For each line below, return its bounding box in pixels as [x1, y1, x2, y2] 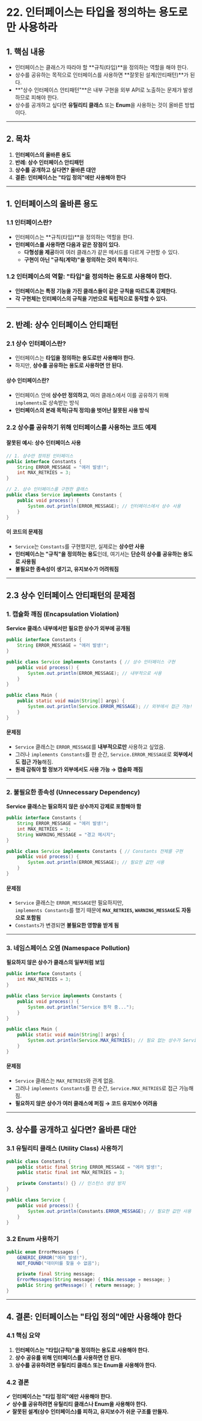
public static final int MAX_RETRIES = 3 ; [17, 1169, 125, 1176]
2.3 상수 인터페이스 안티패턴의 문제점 [6, 590, 136, 601]
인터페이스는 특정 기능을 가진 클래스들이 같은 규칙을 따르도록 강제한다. [14, 287, 177, 295]
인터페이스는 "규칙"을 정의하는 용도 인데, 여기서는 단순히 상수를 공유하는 [14, 550, 182, 557]
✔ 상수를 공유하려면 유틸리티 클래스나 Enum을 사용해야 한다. [6, 1400, 148, 1407]
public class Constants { [6, 1158, 71, 1164]
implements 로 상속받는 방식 [14, 399, 79, 406]
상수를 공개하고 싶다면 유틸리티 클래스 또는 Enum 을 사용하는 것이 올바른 [14, 101, 183, 109]
